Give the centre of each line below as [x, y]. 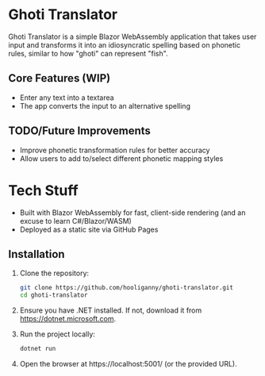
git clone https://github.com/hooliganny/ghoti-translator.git [127, 288]
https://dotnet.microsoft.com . [68, 319]
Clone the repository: [54, 273]
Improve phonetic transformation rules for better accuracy [115, 150]
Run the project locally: [57, 334]
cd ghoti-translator [54, 295]
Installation [36, 254]
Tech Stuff [43, 190]
